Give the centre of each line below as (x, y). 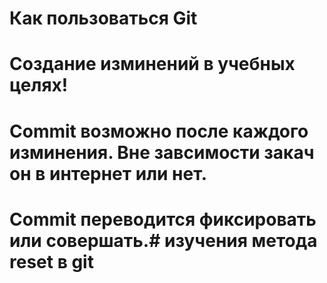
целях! (39, 85)
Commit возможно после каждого (159, 131)
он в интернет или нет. (108, 173)
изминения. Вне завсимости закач (162, 152)
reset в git (51, 261)
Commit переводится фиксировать (163, 219)
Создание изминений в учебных (152, 64)
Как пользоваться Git (103, 18)
